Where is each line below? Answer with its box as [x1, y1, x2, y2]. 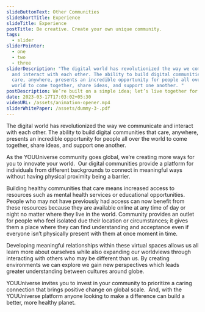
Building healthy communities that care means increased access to [6, 184, 175, 192]
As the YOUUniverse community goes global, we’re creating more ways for [6, 153, 195, 160]
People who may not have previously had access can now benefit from [6, 197, 185, 205]
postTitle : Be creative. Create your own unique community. [6, 26, 163, 32]
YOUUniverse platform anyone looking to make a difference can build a [6, 292, 185, 299]
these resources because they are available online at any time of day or [6, 204, 186, 211]
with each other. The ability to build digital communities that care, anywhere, [6, 129, 198, 136]
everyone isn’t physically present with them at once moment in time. [6, 230, 178, 237]
